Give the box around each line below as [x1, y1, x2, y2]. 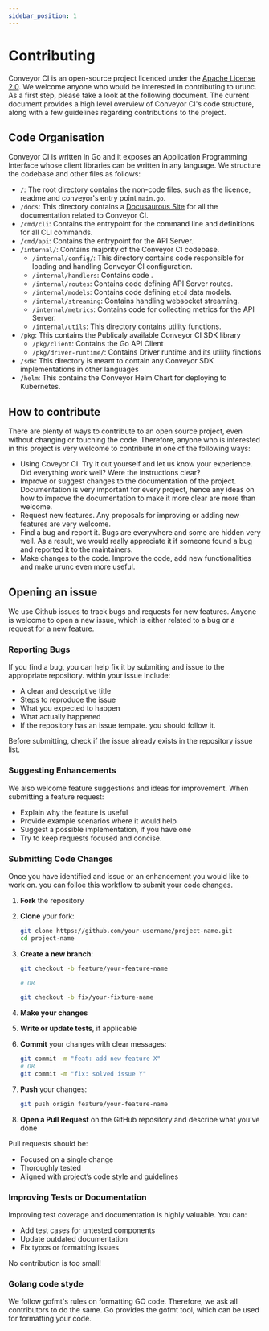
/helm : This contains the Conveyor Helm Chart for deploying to [19, 373, 227, 383]
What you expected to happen [19, 703, 120, 713]
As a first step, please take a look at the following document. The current [8, 90, 250, 100]
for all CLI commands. [19, 227, 93, 238]
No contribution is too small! [8, 1258, 102, 1268]
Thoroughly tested [19, 1163, 82, 1172]
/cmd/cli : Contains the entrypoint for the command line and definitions [19, 219, 255, 229]
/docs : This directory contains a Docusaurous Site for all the [19, 202, 218, 212]
